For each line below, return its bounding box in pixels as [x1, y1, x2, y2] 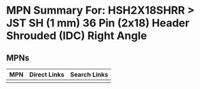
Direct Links [29, 70, 65, 78]
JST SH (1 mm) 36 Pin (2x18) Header [6, 16, 190, 30]
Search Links [70, 70, 109, 78]
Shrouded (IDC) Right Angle [6, 29, 147, 42]
